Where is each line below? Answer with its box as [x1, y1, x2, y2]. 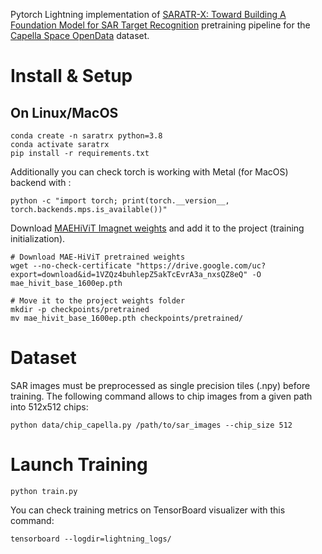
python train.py [10, 486, 78, 496]
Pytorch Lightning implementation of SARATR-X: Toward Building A [10, 9, 287, 20]
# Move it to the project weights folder [10, 296, 186, 306]
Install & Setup [10, 65, 133, 88]
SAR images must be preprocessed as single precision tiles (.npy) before [10, 379, 311, 391]
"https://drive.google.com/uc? [135, 261, 267, 271]
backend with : [10, 177, 72, 188]
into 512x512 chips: [10, 400, 89, 413]
